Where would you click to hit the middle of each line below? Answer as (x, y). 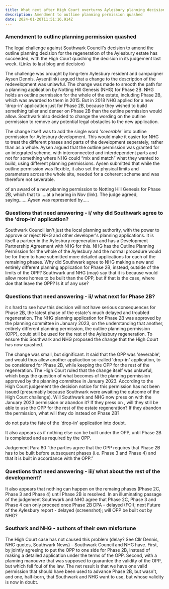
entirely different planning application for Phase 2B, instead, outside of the (82, 267)
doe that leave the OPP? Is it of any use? (47, 283)
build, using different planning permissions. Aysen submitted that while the (82, 163)
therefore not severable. (30, 179)
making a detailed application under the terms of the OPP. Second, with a (81, 555)
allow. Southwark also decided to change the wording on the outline (75, 116)
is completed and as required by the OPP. (48, 438)
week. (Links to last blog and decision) (45, 64)
